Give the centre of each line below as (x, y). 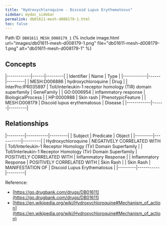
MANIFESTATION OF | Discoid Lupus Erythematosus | (60, 167)
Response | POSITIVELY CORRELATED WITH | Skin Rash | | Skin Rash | (78, 162)
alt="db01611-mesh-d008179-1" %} (56, 48)
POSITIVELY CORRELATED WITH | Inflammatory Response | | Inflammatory (82, 157)
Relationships (27, 123)
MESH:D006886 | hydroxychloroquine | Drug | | (79, 82)
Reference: (16, 182)
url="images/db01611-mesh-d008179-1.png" (51, 43)
